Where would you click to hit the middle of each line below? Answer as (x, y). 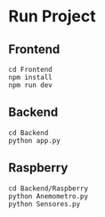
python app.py (35, 141)
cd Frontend (30, 69)
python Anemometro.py (48, 196)
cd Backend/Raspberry (48, 189)
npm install (30, 77)
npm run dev (30, 85)
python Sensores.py (44, 204)
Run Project (52, 16)
